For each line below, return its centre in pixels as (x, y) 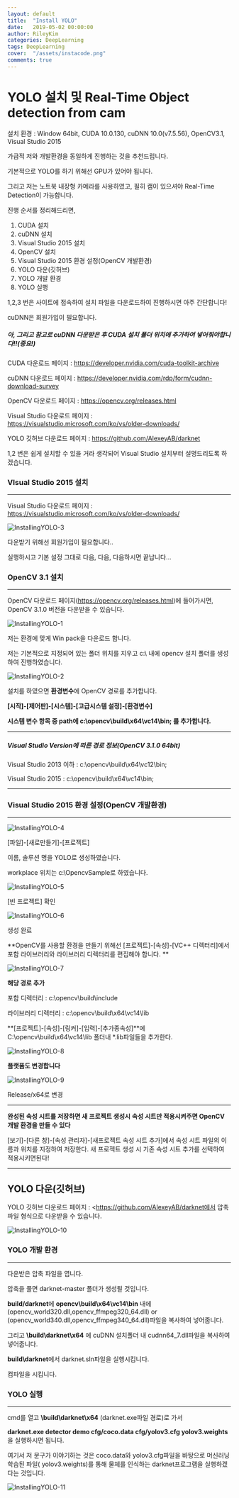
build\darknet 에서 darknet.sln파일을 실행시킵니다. (78, 1359)
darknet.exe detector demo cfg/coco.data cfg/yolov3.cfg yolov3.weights (118, 1431)
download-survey (33, 386)
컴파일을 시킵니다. (32, 1374)
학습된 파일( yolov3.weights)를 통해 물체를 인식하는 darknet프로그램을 (105, 1464)
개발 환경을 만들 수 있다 (39, 1125)
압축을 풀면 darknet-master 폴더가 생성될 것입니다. (78, 1288)
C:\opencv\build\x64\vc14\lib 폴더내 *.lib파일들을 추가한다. (90, 1036)
